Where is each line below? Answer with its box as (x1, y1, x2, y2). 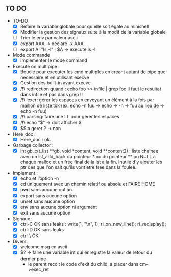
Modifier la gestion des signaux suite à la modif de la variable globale (20, 29, 166, 35)
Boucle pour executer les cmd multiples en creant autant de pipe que (20, 69, 166, 75)
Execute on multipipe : (12, 63, 60, 70)
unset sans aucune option (20, 198, 75, 204)
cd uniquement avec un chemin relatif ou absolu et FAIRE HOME (20, 181, 155, 187)
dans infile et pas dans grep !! (20, 92, 83, 98)
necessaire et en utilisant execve (20, 74, 89, 81)
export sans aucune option (20, 192, 77, 199)
